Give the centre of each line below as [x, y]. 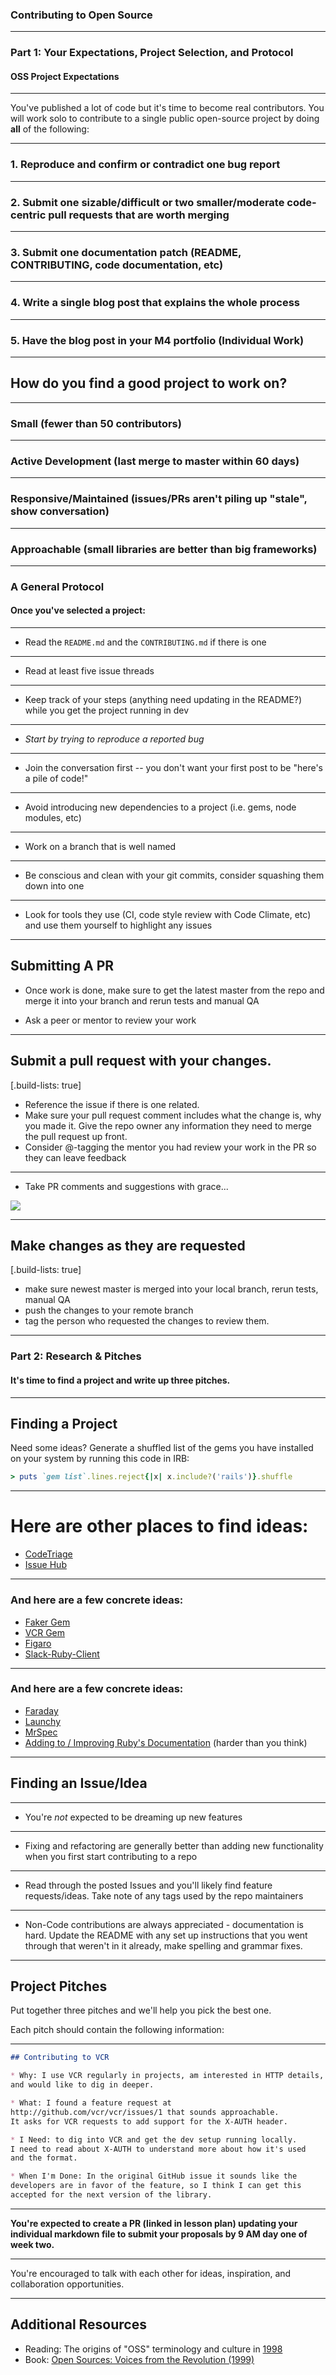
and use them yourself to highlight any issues [118, 925]
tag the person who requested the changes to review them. [147, 1321]
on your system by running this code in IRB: [100, 1459]
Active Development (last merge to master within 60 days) [155, 461]
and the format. [44, 2158]
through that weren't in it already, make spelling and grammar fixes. [163, 1945]
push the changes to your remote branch [109, 1310]
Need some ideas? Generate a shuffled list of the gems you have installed [162, 1448]
